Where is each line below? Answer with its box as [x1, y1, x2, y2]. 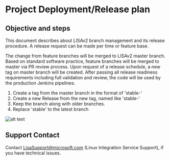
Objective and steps [5, 24, 70, 33]
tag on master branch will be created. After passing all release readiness [5, 69, 158, 75]
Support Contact [5, 131, 60, 140]
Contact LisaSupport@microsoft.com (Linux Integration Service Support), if [5, 144, 164, 150]
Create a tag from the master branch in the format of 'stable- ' [12, 90, 142, 96]
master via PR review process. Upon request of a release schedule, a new [5, 64, 161, 70]
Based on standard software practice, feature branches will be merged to [5, 58, 159, 64]
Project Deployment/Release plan [5, 4, 151, 15]
